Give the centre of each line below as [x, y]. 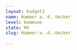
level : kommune [24, 22]
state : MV [17, 28]
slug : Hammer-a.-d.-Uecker [38, 33]
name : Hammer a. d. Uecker [38, 17]
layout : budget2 [25, 11]
